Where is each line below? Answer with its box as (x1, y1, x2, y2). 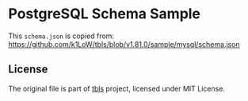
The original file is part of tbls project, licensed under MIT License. (8, 84, 226, 93)
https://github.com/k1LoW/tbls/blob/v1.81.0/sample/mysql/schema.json (8, 39, 240, 49)
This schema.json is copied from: (8, 31, 115, 41)
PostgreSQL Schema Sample (8, 5, 200, 23)
